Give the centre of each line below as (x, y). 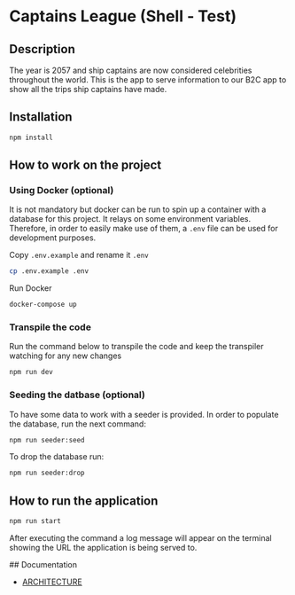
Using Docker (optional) (62, 190)
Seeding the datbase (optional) (78, 395)
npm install (31, 137)
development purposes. (53, 238)
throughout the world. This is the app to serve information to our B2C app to (148, 80)
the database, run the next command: (78, 424)
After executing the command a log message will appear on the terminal (140, 538)
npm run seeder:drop (47, 473)
